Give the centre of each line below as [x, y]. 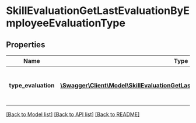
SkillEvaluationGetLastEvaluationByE [98, 11]
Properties [26, 45]
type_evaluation [32, 85]
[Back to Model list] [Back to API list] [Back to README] [73, 114]
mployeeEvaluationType [66, 23]
